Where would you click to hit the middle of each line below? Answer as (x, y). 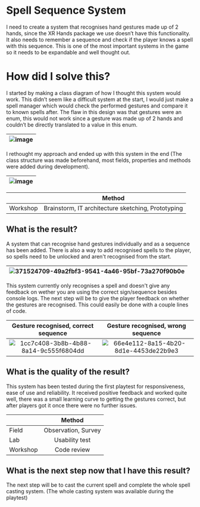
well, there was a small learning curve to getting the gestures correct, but (96, 399)
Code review (72, 450)
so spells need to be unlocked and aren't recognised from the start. (89, 256)
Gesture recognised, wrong (146, 325)
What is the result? (42, 230)
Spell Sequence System (66, 10)
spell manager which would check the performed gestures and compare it (97, 106)
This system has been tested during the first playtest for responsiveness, (96, 386)
